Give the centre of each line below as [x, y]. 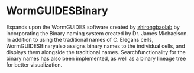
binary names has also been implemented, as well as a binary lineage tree [96, 58]
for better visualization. [34, 64]
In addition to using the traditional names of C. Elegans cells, [80, 39]
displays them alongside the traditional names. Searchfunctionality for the [96, 52]
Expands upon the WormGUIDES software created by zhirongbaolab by [93, 27]
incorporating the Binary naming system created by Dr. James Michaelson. [97, 33]
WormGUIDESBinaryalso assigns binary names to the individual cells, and [96, 46]
